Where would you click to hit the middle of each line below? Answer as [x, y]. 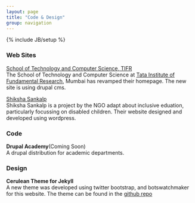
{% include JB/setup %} [36, 40]
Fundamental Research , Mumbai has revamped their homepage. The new [96, 81]
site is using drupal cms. [36, 87]
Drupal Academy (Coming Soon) [46, 146]
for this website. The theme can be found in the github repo [79, 194]
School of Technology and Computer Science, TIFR [69, 68]
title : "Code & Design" [36, 17]
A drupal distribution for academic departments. [65, 152]
